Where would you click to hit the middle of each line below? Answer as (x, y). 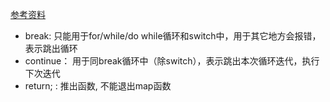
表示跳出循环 (51, 48)
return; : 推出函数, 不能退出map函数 (98, 86)
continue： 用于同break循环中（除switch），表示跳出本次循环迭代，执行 (172, 61)
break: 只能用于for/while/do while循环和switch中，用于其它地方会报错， (173, 36)
